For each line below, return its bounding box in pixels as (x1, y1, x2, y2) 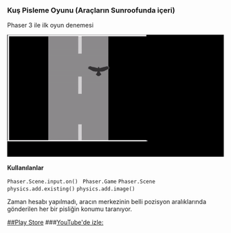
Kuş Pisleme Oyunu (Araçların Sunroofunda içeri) (7, 5, 175, 15)
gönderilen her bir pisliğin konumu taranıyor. (7, 205, 133, 213)
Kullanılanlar (7, 164, 44, 172)
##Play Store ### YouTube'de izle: (7, 219, 104, 227)
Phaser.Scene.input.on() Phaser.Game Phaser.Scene (7, 178, 156, 186)
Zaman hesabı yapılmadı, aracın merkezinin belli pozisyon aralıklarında (7, 198, 207, 206)
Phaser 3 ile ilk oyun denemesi (7, 21, 94, 30)
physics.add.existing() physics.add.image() (7, 186, 135, 192)
